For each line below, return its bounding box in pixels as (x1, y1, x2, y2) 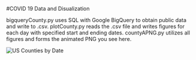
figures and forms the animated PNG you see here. (6, 36, 132, 42)
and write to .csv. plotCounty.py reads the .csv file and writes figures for (6, 23, 185, 30)
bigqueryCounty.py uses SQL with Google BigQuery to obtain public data (6, 17, 187, 23)
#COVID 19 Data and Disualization (6, 5, 90, 12)
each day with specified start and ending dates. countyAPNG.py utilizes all (6, 29, 191, 36)
